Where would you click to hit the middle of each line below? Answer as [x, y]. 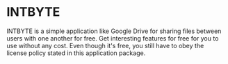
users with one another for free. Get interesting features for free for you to [113, 38]
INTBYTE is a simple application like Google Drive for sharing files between [114, 31]
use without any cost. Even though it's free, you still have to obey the [105, 45]
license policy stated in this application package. [76, 53]
